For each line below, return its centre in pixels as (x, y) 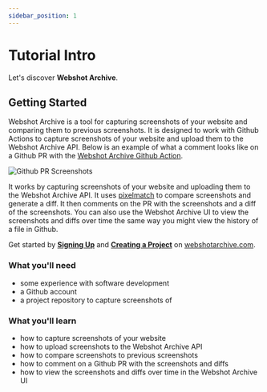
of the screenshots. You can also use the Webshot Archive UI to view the (129, 212)
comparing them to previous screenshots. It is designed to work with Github (133, 130)
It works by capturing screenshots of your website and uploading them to (129, 187)
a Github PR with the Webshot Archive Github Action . (96, 156)
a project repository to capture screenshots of (96, 300)
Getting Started (48, 102)
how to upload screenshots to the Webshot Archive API (111, 346)
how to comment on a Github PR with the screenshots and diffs (124, 363)
